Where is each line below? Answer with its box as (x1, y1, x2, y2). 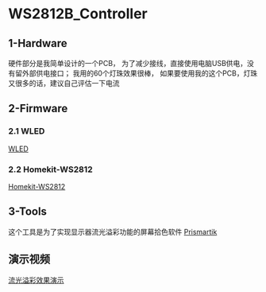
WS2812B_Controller (8, 5, 148, 23)
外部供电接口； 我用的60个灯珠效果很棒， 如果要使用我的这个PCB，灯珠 (21, 68, 258, 78)
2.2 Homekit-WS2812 (8, 164, 93, 175)
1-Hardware (8, 37, 67, 50)
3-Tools (8, 204, 48, 219)
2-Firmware (8, 102, 68, 115)
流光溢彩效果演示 (8, 275, 64, 285)
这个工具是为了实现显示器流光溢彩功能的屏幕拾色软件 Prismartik (8, 227, 218, 236)
